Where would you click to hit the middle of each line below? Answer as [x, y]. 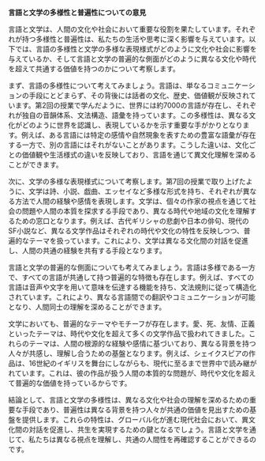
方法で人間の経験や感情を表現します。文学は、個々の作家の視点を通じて [132, 201]
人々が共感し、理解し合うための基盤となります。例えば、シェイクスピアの [129, 353]
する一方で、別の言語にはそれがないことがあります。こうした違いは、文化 [129, 145]
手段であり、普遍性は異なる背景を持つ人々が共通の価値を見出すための [136, 410]
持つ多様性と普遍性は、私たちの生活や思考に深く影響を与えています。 [135, 39]
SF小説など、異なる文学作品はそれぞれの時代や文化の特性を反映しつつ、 [126, 231]
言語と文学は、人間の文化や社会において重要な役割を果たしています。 [121, 29]
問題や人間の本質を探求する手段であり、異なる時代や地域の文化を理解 [136, 211]
